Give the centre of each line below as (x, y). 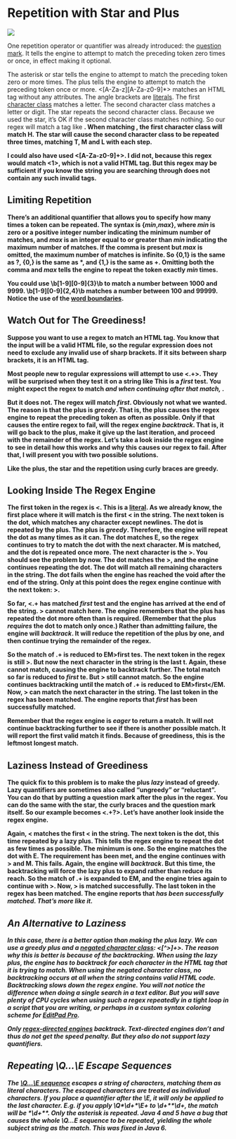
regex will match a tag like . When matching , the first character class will (115, 127)
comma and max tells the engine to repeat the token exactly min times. (113, 269)
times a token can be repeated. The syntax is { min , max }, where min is (111, 224)
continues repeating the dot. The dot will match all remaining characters (115, 567)
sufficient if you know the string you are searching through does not (109, 170)
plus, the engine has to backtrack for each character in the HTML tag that (117, 963)
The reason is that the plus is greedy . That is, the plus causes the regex (113, 410)
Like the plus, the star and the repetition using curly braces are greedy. (113, 468)
